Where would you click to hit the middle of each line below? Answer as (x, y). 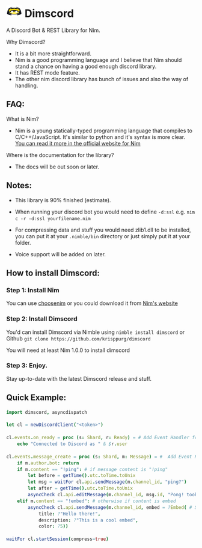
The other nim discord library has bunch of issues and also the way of (102, 79)
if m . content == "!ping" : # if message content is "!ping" (93, 469)
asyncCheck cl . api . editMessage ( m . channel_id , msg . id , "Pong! (106, 495)
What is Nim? (23, 119)
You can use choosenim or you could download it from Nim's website (92, 303)
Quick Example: (36, 398)
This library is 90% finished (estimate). (63, 200)
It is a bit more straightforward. (53, 54)
